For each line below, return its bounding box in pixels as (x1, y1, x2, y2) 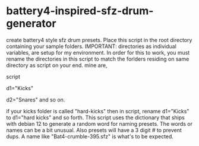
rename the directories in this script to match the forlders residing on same (6, 55, 189, 62)
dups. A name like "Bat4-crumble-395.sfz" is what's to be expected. (6, 132, 174, 140)
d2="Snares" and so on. (6, 96, 65, 103)
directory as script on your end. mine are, (6, 61, 108, 69)
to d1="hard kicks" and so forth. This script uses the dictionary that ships (6, 114, 185, 121)
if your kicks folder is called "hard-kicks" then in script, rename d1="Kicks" (6, 107, 189, 115)
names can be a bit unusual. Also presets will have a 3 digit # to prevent (6, 126, 182, 134)
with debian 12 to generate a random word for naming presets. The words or (6, 120, 193, 127)
